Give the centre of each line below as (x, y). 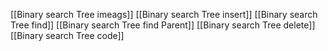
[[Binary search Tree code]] (67, 35)
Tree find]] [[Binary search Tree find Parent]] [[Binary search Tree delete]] (163, 25)
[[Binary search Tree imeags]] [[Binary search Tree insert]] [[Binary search (164, 14)
